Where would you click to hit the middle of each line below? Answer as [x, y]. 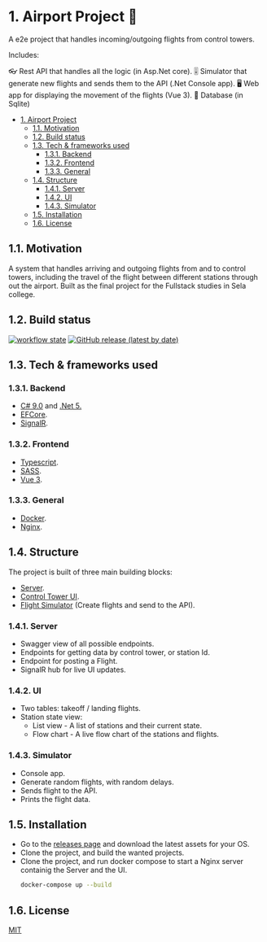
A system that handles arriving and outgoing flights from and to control [127, 268]
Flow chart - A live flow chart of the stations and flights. [126, 735]
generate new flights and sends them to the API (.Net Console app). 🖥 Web [133, 83]
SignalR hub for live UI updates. [73, 669]
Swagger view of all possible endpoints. [87, 643]
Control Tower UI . [50, 596]
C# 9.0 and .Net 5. [51, 406]
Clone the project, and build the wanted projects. [102, 853]
